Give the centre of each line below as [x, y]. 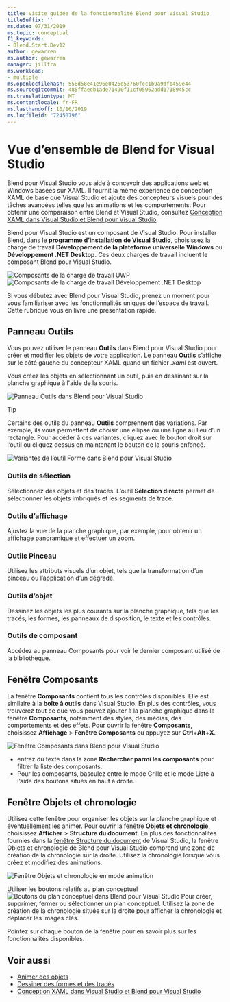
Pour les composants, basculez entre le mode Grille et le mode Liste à [115, 773]
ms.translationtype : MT [41, 97]
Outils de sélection [39, 476]
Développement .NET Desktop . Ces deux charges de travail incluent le [107, 254]
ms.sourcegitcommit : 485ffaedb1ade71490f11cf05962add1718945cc [99, 90]
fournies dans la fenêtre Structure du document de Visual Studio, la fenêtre [113, 841]
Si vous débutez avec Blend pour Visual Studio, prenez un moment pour [108, 295]
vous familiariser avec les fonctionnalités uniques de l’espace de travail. [108, 303]
